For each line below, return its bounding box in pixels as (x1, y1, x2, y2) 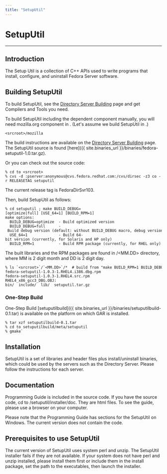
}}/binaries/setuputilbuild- (108, 305, 162, 311)
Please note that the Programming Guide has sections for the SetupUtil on (5, 415, 157, 421)
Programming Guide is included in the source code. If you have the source (5, 394, 158, 400)
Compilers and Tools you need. (5, 106, 69, 112)
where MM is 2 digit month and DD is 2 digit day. (5, 255, 105, 261)
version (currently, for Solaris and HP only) (14, 237, 112, 242)
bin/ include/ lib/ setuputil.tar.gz (5, 282, 90, 287)
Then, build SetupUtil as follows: (5, 197, 72, 203)
